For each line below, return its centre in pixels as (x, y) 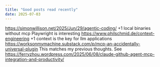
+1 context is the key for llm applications (71, 38)
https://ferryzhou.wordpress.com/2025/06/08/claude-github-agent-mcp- (80, 54)
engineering (17, 38)
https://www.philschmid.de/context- (118, 33)
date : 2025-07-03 (23, 14)
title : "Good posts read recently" (42, 10)
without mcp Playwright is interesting (43, 33)
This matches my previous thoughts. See (80, 49)
